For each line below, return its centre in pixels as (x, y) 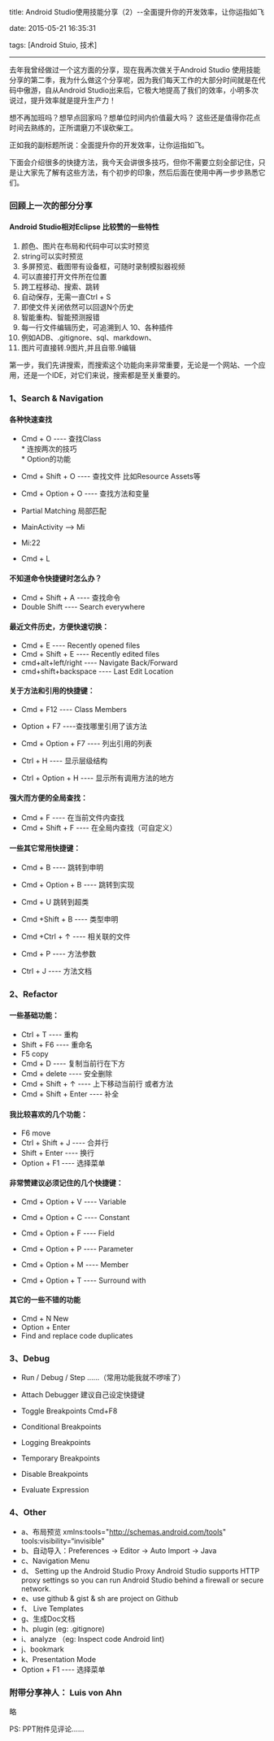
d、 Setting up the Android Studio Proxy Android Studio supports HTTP (140, 1570)
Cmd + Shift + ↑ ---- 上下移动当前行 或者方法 (97, 1084)
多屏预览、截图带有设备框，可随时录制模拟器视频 (103, 267)
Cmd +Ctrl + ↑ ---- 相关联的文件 (76, 936)
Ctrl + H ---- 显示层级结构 (64, 760)
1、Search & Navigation (57, 398)
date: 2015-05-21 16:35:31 (52, 28)
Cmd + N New (45, 1318)
